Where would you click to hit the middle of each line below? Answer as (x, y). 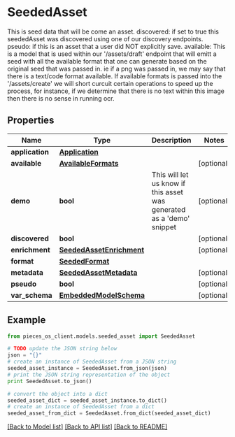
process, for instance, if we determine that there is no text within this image (116, 91)
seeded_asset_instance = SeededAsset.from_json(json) (87, 368)
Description (171, 140)
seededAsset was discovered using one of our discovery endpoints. (105, 38)
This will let (170, 174)
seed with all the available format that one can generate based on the (107, 61)
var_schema (31, 295)
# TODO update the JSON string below (62, 349)
